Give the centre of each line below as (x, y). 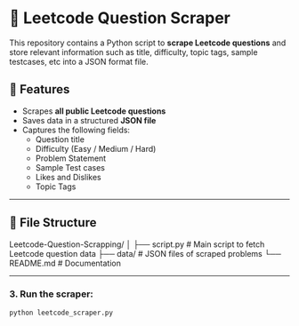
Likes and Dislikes (68, 177)
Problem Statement (71, 158)
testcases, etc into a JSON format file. (79, 61)
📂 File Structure (53, 223)
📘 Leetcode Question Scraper (120, 18)
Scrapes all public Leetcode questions (94, 111)
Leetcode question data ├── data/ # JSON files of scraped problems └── (145, 253)
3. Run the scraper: (51, 294)
